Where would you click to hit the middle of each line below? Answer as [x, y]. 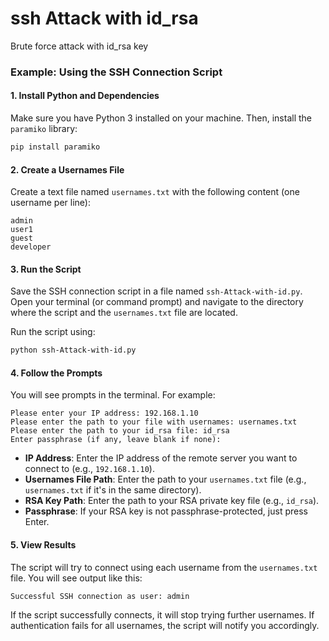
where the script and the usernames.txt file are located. [124, 313]
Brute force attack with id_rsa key [79, 46]
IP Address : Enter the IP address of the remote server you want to [161, 458]
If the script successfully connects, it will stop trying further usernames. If [162, 614]
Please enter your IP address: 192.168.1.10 [104, 413]
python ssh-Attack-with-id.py [73, 350]
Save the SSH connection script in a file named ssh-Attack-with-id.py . [156, 291]
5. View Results [43, 545]
